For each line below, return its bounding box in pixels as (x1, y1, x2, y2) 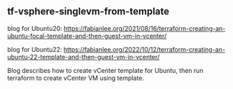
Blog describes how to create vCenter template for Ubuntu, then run (7, 66, 204, 74)
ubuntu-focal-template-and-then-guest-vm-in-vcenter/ (7, 32, 167, 40)
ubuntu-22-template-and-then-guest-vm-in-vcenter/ (7, 53, 160, 61)
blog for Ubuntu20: (7, 24, 63, 32)
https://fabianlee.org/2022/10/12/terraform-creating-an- (63, 45, 225, 53)
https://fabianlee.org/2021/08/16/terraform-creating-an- (64, 24, 226, 32)
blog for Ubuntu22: (7, 45, 62, 53)
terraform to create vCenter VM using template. (7, 74, 145, 82)
